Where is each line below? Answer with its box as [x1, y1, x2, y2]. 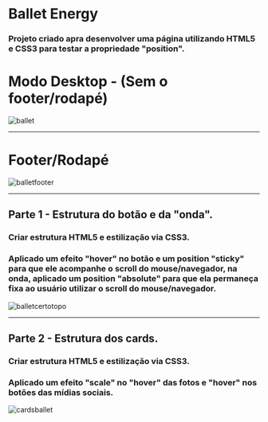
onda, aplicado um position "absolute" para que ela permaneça [8, 273, 259, 284]
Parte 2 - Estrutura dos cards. [8, 331, 159, 345]
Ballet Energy [8, 5, 98, 23]
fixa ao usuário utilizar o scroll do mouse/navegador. [8, 283, 217, 295]
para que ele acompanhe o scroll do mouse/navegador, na [8, 264, 238, 275]
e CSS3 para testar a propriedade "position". [8, 43, 185, 54]
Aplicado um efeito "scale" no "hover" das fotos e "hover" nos [8, 377, 258, 388]
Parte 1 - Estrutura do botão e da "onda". [8, 208, 214, 221]
